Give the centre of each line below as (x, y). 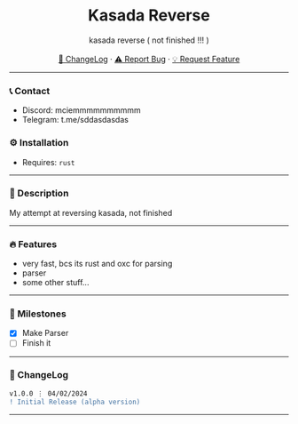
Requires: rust (48, 162)
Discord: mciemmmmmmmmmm (82, 110)
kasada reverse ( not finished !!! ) (149, 40)
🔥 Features (33, 244)
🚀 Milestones (38, 314)
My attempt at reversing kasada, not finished (91, 212)
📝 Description (39, 194)
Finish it (36, 343)
